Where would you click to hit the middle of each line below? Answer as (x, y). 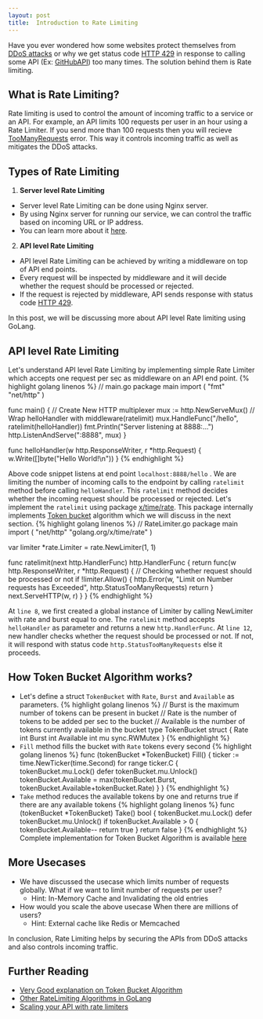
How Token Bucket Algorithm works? (101, 677)
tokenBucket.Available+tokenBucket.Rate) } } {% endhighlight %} (124, 788)
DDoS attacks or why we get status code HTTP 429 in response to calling (127, 53)
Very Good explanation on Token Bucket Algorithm (101, 990)
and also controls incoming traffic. (63, 947)
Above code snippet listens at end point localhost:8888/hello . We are (122, 473)
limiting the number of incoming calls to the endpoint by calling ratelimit (126, 482)
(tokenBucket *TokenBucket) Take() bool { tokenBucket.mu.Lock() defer (136, 813)
